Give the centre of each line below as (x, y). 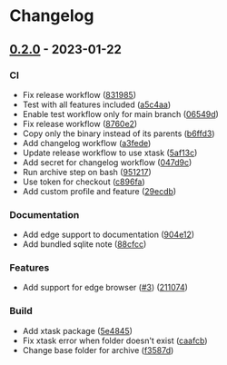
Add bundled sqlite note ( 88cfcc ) (84, 244)
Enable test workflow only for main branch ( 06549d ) (121, 113)
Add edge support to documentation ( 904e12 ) (109, 235)
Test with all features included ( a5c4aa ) (97, 104)
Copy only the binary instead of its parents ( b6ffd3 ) (118, 133)
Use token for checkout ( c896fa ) (84, 182)
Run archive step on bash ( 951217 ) (87, 172)
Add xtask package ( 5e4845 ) (78, 330)
